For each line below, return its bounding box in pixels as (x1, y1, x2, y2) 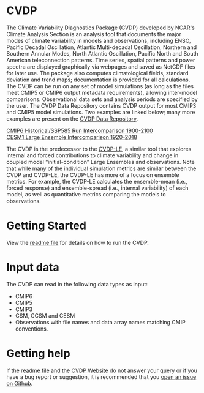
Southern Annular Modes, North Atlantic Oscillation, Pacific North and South (6, 50, 198, 57)
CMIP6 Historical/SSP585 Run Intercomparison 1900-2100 (6, 127, 153, 134)
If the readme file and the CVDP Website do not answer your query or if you (6, 367, 198, 374)
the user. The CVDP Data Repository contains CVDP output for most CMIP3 (6, 102, 197, 109)
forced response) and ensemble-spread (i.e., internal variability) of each (6, 184, 189, 192)
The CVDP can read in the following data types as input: (6, 280, 148, 288)
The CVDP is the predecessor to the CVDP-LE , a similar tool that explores (6, 145, 192, 152)
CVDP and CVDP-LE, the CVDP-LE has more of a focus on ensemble (6, 171, 179, 178)
